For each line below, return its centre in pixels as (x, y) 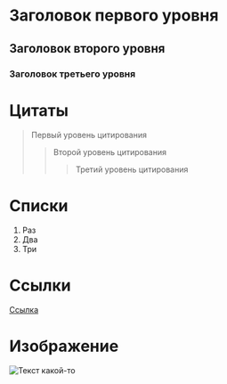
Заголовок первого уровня (114, 16)
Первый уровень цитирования (89, 135)
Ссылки (40, 285)
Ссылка (24, 310)
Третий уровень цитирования (132, 169)
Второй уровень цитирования (110, 152)
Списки (39, 205)
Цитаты (39, 110)
